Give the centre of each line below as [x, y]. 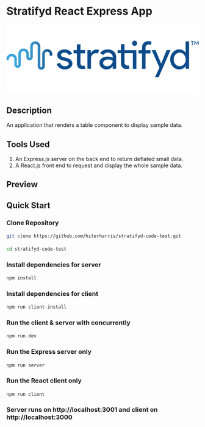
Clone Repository [33, 223]
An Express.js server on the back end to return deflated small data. [99, 159]
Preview [22, 185]
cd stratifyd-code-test [37, 249]
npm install [21, 278]
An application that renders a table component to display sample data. [95, 125]
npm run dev [21, 336]
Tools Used [28, 144]
